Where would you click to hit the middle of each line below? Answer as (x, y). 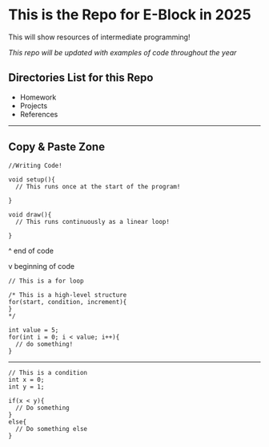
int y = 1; (26, 387)
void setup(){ (32, 179)
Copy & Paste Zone (57, 147)
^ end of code (31, 250)
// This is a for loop (46, 281)
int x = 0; (26, 380)
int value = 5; (34, 330)
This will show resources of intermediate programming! (99, 37)
